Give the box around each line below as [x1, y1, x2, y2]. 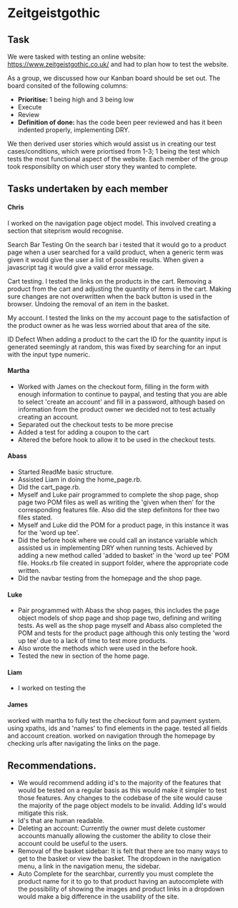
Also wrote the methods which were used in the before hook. [17, 644, 198, 653]
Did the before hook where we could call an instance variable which [17, 536, 218, 544]
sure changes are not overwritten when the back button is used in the [7, 291, 212, 301]
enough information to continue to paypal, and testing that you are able [17, 389, 227, 398]
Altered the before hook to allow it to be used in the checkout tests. [17, 435, 217, 444]
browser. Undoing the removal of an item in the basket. [7, 299, 169, 308]
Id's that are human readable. [17, 817, 105, 825]
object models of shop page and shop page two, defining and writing [17, 614, 222, 622]
